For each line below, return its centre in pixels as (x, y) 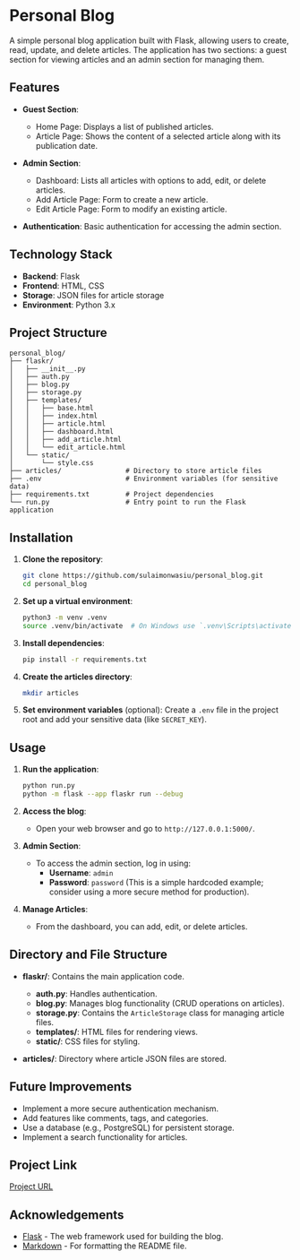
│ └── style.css (51, 463)
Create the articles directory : (77, 677)
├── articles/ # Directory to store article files (136, 471)
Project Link (43, 1165)
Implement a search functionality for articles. (105, 1137)
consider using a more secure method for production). (149, 892)
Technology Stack (61, 255)
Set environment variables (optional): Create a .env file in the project (150, 710)
